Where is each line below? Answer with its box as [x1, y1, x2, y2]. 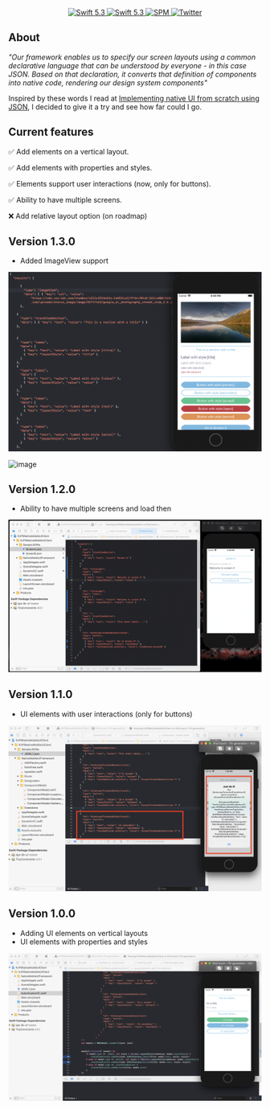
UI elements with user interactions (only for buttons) [19, 709, 193, 719]
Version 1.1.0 [8, 688, 73, 701]
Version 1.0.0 [8, 907, 76, 921]
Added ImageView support [19, 256, 108, 265]
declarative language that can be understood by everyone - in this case [8, 60, 247, 70]
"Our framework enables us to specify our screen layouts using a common [8, 52, 256, 62]
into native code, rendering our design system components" [8, 77, 207, 88]
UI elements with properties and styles [19, 937, 149, 947]
